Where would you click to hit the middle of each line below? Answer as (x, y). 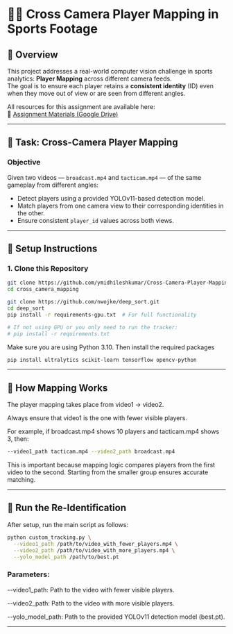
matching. (21, 480)
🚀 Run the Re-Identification (67, 508)
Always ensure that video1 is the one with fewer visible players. (97, 418)
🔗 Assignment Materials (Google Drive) (63, 114)
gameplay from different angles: (53, 185)
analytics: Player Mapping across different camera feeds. (89, 78)
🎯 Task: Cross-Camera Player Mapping (93, 143)
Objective (24, 162)
